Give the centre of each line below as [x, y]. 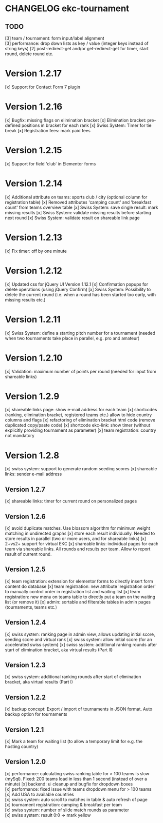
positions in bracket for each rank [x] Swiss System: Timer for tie [87, 125]
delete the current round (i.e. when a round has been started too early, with [81, 294]
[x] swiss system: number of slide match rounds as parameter [67, 810]
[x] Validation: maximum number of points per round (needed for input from [81, 371]
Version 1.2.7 [25, 489]
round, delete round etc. [29, 54]
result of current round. [28, 554]
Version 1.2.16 [34, 107]
